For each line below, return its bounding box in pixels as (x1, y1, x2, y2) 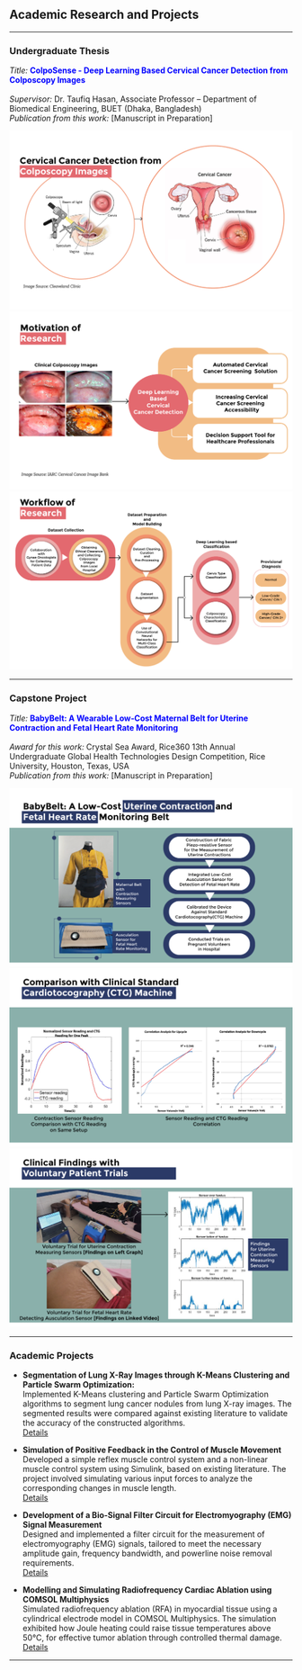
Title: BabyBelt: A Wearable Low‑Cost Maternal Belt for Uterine (9, 713, 249, 723)
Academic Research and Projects (9, 7, 200, 22)
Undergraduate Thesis (9, 44, 110, 57)
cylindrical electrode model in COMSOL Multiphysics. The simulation (22, 1613, 277, 1624)
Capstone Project (9, 692, 87, 705)
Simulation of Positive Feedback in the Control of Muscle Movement (22, 1444, 281, 1456)
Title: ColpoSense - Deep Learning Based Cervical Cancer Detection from (9, 65, 289, 76)
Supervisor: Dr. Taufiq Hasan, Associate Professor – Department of (9, 94, 258, 104)
